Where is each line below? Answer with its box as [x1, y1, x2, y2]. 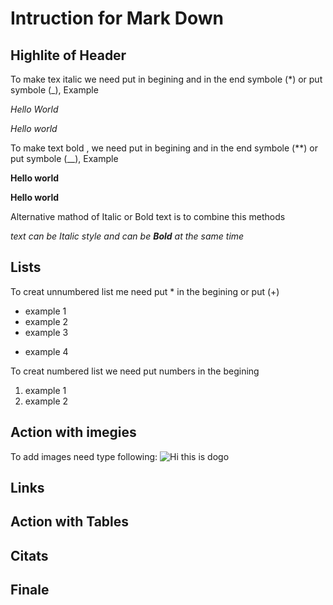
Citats [10, 547, 49, 564]
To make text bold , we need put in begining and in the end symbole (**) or [10, 142, 318, 154]
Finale [10, 582, 50, 599]
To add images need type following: [10, 450, 158, 462]
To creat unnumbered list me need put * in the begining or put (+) [10, 285, 280, 297]
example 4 [24, 345, 69, 357]
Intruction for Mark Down [10, 7, 224, 30]
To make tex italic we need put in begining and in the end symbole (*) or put [10, 73, 323, 85]
